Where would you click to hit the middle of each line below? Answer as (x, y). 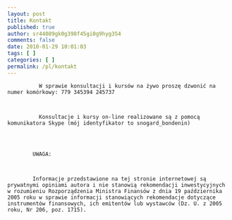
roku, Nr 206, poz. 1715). (47, 209)
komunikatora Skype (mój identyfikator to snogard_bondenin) (99, 123)
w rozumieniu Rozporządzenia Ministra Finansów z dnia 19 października (115, 191)
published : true (31, 27)
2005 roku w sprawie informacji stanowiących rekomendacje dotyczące (112, 197)
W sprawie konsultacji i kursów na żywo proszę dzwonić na (127, 86)
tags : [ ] (22, 54)
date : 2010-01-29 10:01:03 (47, 47)
